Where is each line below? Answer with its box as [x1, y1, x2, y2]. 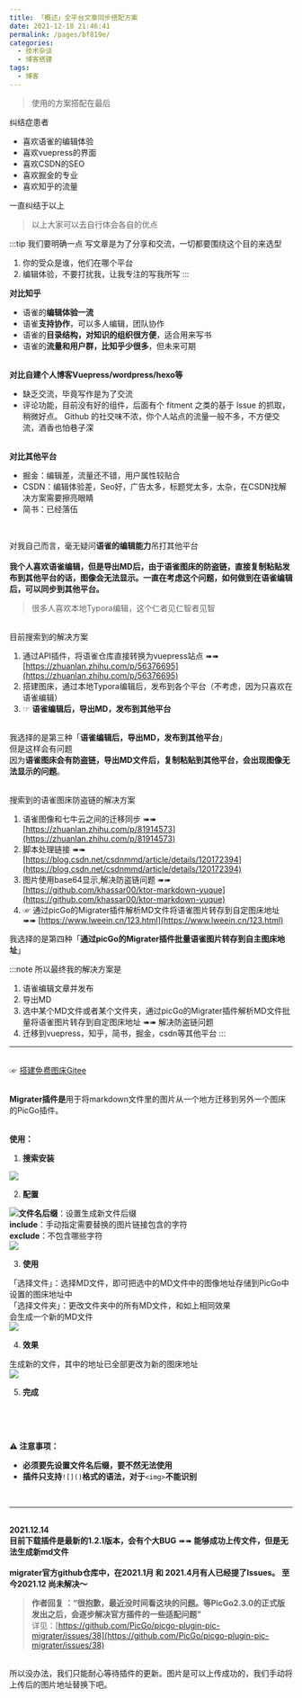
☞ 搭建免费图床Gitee [9, 1065, 87, 1075]
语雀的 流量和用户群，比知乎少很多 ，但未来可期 [22, 340, 196, 351]
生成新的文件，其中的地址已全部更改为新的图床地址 [9, 1358, 199, 1369]
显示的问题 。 [16, 766, 65, 777]
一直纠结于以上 [9, 200, 65, 211]
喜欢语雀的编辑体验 [22, 136, 94, 147]
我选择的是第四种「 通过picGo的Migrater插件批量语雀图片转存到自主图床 [9, 933, 278, 944]
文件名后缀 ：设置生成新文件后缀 [18, 1208, 137, 1218]
